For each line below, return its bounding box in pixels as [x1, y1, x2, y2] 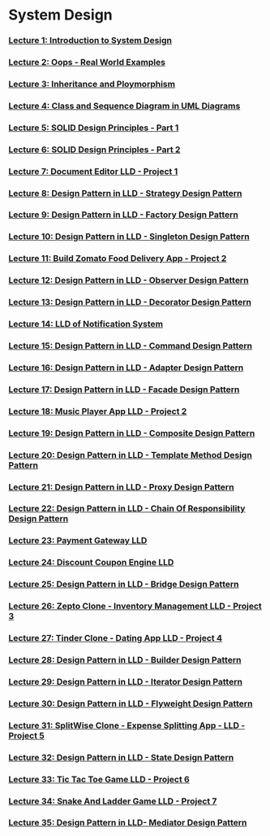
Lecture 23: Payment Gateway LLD [8, 535, 148, 546]
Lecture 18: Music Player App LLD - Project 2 [8, 405, 187, 416]
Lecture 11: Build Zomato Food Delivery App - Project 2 [8, 253, 227, 264]
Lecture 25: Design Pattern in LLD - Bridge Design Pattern [8, 579, 239, 590]
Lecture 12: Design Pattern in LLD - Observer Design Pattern [8, 275, 249, 286]
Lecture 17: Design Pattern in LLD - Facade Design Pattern [8, 384, 240, 395]
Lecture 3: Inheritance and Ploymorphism [8, 78, 176, 89]
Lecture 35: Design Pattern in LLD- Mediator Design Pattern [8, 817, 247, 829]
